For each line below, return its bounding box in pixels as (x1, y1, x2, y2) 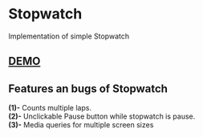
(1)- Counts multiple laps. (8, 103, 92, 113)
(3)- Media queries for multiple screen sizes (8, 120, 154, 130)
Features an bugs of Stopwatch (8, 82, 168, 95)
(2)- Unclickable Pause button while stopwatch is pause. (8, 111, 196, 121)
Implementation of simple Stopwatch (8, 31, 130, 41)
